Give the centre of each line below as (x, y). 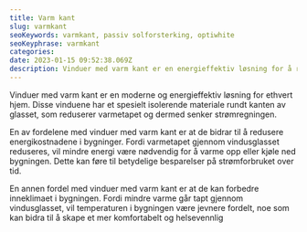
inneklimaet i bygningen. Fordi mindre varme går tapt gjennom (127, 198)
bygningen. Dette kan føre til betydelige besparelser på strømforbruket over (152, 161)
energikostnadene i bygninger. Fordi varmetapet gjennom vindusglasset (145, 142)
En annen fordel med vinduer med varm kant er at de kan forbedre (134, 188)
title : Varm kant (42, 18)
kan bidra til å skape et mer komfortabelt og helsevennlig (116, 217)
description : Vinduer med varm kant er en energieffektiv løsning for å (151, 69)
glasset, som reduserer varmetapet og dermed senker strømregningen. (143, 114)
